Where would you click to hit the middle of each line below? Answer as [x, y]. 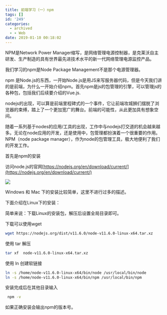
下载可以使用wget [23, 224]
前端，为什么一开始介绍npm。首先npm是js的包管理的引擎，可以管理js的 [87, 86]
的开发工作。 [18, 145]
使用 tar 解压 [18, 243]
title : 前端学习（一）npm [29, 10]
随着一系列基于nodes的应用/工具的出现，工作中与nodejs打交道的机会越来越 [83, 126]
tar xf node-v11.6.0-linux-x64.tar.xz [47, 253]
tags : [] [14, 15]
